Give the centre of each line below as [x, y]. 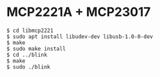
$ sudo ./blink [29, 67]
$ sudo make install [37, 49]
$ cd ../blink [27, 55]
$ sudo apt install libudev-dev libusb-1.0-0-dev [80, 36]
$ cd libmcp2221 [30, 31]
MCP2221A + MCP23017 [79, 12]
